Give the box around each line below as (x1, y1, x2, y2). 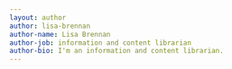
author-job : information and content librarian (9, 38, 192, 47)
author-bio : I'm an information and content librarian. (9, 47, 224, 56)
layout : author (9, 13, 67, 22)
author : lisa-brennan (9, 22, 91, 30)
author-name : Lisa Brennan (9, 30, 111, 39)
